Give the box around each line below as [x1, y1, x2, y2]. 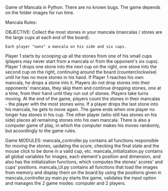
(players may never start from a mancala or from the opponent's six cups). [5, 58, 159, 64]
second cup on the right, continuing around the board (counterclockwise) [5, 69, 157, 75]
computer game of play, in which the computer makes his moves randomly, [5, 123, 160, 128]
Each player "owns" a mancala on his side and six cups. [5, 44, 127, 49]
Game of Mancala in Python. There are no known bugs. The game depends [5, 5, 160, 10]
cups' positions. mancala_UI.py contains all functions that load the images [5, 164, 158, 170]
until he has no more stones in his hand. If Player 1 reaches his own [5, 74, 144, 80]
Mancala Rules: [5, 20, 37, 25]
